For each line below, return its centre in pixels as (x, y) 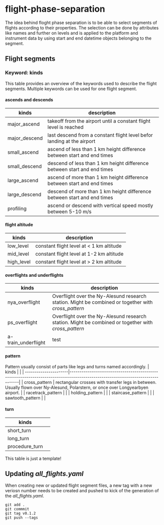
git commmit (17, 509)
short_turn (19, 430)
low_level (18, 246)
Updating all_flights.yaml (44, 474)
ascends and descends (29, 100)
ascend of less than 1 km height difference (97, 149)
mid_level (18, 254)
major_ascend (24, 124)
